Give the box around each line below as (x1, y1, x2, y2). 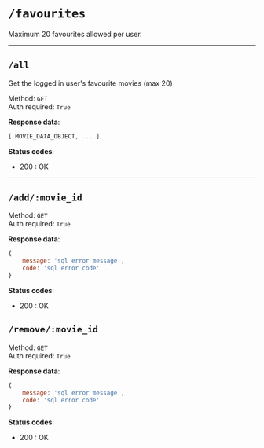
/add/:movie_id (8, 192, 82, 204)
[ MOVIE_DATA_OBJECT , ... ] (8, 132, 101, 140)
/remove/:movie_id (8, 324, 98, 336)
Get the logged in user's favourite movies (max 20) (8, 78, 173, 88)
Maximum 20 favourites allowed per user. (8, 29, 143, 39)
